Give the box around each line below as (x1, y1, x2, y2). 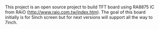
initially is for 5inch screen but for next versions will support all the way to (5, 14, 153, 20)
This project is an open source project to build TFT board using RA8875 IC (5, 4, 155, 10)
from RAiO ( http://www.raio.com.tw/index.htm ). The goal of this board (5, 9, 146, 15)
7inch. (5, 19, 18, 25)
